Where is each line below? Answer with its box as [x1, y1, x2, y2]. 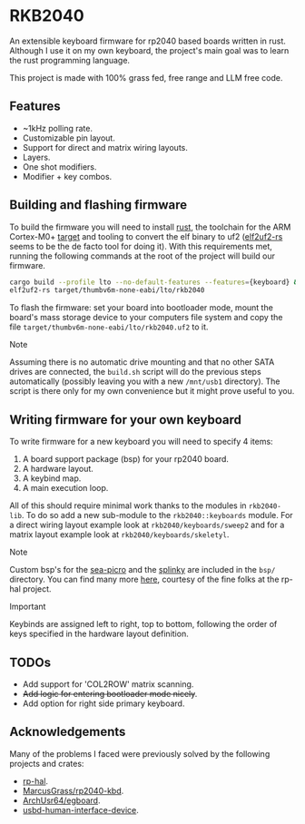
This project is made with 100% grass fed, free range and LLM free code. [9, 72, 283, 83]
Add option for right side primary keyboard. [22, 698, 185, 709]
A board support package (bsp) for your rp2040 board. [22, 454, 230, 465]
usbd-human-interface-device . [22, 804, 139, 815]
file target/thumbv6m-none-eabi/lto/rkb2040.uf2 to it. [9, 321, 209, 332]
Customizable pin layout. [22, 132, 115, 143]
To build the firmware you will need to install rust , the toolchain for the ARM [9, 221, 291, 232]
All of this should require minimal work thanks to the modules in [9, 500, 247, 511]
